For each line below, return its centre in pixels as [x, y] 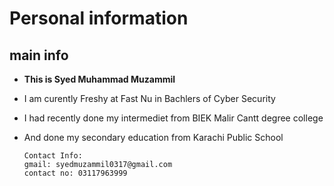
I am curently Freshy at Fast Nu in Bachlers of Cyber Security [149, 98]
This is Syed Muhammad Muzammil [99, 79]
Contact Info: [53, 156]
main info [39, 55]
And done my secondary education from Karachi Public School [153, 137]
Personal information [99, 18]
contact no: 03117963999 [75, 173]
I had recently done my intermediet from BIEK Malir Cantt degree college [173, 118]
